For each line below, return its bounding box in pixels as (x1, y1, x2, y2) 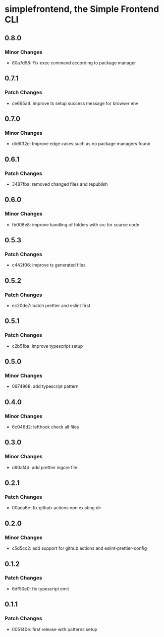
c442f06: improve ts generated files (11, 262, 86, 268)
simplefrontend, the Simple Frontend (4, 3, 160, 15)
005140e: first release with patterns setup (11, 626, 98, 632)
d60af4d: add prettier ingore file (11, 464, 78, 470)
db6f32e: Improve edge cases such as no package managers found (11, 141, 151, 147)
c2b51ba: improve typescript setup (11, 343, 83, 349)
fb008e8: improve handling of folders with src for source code (11, 221, 140, 227)
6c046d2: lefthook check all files (11, 424, 79, 430)
